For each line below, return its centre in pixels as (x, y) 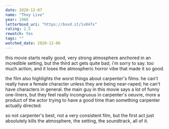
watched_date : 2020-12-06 (33, 43)
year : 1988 (17, 19)
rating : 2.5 (18, 29)
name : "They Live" (25, 15)
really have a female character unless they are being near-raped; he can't (83, 84)
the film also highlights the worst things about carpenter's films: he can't (82, 78)
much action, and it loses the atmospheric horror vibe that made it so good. (85, 68)
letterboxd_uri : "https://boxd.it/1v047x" (51, 24)
